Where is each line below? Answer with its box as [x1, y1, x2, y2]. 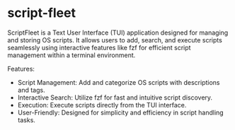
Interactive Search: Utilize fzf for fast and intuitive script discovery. [17, 93, 213, 102]
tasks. [17, 115, 35, 124]
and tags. [17, 85, 45, 94]
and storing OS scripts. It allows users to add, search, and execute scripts [7, 35, 223, 44]
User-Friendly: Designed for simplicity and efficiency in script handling [17, 108, 224, 117]
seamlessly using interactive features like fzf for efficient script [7, 43, 191, 52]
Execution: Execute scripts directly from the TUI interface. [17, 100, 187, 109]
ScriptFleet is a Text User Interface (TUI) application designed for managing [7, 28, 229, 37]
